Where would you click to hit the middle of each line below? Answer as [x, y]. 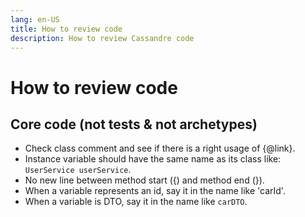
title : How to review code [66, 29]
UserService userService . [78, 170]
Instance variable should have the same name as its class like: [153, 159]
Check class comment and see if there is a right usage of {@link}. [160, 148]
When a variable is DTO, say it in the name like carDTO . [136, 202]
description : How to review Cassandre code [102, 38]
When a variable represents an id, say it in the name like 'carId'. [155, 191]
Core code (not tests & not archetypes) [134, 124]
